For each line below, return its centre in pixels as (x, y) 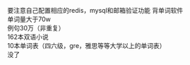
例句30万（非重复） (36, 28)
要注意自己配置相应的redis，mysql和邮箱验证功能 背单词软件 (95, 10)
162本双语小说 (28, 37)
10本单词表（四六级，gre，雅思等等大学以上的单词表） (87, 46)
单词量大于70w (29, 19)
